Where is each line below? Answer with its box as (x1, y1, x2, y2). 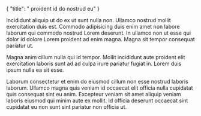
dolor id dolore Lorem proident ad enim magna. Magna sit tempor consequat (6, 36, 195, 42)
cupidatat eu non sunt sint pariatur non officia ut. (6, 103, 127, 110)
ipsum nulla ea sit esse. (6, 66, 64, 74)
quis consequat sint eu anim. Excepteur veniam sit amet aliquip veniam (6, 91, 181, 97)
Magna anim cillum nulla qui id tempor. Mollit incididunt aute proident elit (6, 54, 185, 60)
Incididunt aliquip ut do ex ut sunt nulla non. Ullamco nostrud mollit (6, 17, 171, 23)
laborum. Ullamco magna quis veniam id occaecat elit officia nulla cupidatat (6, 84, 193, 91)
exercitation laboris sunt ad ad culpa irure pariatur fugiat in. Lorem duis (6, 60, 182, 67)
